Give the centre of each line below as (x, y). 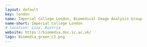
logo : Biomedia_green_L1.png (35, 37)
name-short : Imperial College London (44, 23)
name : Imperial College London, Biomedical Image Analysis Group (73, 19)
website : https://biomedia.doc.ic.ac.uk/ (48, 32)
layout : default (22, 10)
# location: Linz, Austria (33, 28)
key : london (17, 14)
